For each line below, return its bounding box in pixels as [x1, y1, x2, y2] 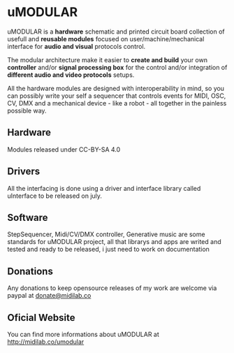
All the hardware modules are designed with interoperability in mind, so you [7, 84, 225, 92]
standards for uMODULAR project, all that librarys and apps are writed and [7, 238, 221, 246]
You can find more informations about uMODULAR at [7, 330, 159, 338]
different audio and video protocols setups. [7, 71, 135, 79]
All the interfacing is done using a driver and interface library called [7, 184, 201, 192]
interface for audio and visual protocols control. [7, 42, 146, 50]
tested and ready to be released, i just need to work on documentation [7, 245, 210, 254]
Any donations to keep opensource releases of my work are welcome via [7, 284, 217, 292]
